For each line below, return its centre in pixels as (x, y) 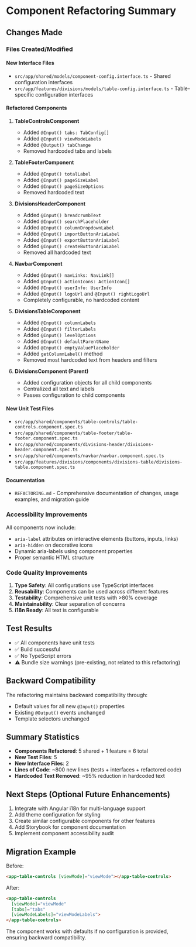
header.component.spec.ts (46, 450)
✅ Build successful (37, 649)
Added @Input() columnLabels (60, 322)
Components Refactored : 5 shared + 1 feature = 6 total (81, 751)
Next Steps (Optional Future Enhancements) (88, 794)
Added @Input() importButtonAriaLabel (71, 234)
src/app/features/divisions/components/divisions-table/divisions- (98, 462)
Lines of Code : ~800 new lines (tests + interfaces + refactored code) (98, 770)
